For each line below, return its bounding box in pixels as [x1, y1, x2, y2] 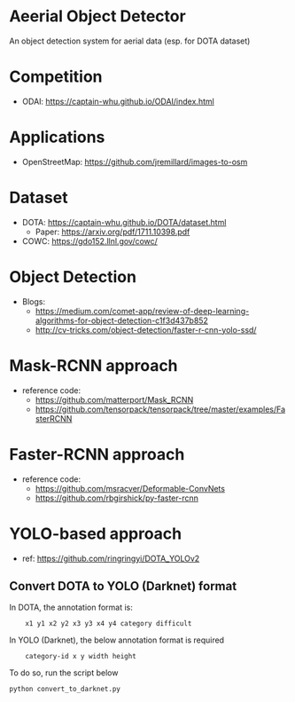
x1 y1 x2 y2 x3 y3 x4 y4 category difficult [25, 619, 192, 628]
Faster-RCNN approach [9, 444, 185, 464]
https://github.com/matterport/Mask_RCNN [35, 394, 194, 405]
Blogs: [21, 296, 46, 307]
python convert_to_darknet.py [9, 685, 121, 694]
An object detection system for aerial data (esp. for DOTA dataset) [9, 35, 251, 46]
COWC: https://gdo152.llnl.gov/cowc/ [21, 235, 158, 246]
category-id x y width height [25, 652, 137, 661]
